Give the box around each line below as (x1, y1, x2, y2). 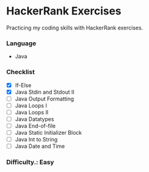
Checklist (6, 68, 35, 76)
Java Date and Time (14, 143, 65, 150)
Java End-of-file (14, 122, 56, 129)
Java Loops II (14, 108, 49, 115)
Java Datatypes (14, 115, 54, 123)
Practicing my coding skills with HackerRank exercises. (6, 24, 144, 31)
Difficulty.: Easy (6, 158, 54, 167)
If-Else (14, 81, 32, 88)
